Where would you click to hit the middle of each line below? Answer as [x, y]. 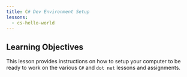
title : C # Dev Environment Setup [48, 12]
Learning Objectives [45, 47]
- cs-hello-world [33, 23]
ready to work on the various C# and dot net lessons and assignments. [93, 68]
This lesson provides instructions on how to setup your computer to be [93, 61]
